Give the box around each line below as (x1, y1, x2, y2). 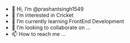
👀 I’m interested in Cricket (11, 12, 74, 19)
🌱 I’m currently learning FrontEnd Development (11, 18, 124, 24)
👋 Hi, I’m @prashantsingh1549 (11, 6, 84, 12)
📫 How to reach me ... (11, 31, 66, 37)
